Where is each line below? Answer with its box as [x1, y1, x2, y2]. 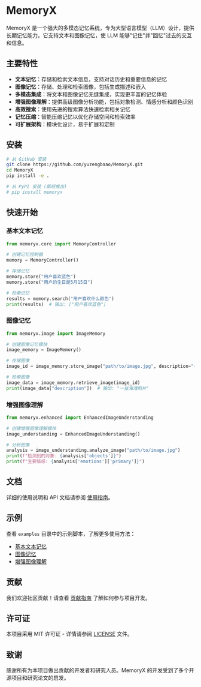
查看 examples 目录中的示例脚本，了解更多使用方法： [6, 530, 136, 537]
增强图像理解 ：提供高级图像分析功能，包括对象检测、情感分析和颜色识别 [14, 98, 193, 105]
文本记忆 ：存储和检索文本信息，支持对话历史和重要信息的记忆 [14, 76, 167, 83]
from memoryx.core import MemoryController [6, 241, 117, 247]
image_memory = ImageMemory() [6, 347, 82, 353]
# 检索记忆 [6, 290, 30, 296]
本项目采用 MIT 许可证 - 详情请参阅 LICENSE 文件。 [6, 631, 133, 638]
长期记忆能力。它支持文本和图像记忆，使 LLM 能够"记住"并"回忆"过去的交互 [6, 31, 193, 39]
